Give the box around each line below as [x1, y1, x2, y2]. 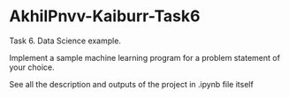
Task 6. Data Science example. [9, 35, 122, 46]
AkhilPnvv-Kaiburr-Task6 [9, 6, 201, 26]
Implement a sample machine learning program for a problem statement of [9, 52, 281, 63]
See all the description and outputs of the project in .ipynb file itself [9, 79, 254, 89]
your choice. [9, 62, 55, 72]
